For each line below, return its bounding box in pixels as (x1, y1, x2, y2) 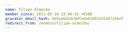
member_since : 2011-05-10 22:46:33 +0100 (5, 12, 93, 16)
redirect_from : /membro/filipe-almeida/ (5, 20, 91, 26)
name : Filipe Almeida (5, 7, 50, 12)
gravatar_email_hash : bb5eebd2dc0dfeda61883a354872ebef (5, 16, 124, 21)
